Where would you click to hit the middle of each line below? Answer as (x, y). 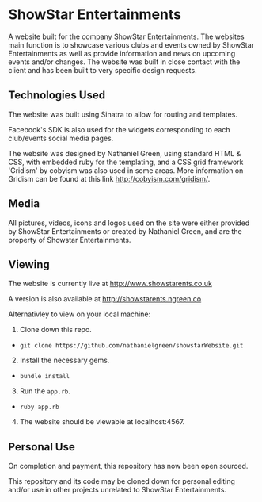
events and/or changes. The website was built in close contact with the (124, 62)
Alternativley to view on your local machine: (80, 314)
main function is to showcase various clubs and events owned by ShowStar (131, 44)
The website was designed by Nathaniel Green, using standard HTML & (125, 153)
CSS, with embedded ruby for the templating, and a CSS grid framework (126, 162)
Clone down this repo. (56, 330)
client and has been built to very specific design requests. (103, 70)
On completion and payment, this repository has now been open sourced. (128, 466)
